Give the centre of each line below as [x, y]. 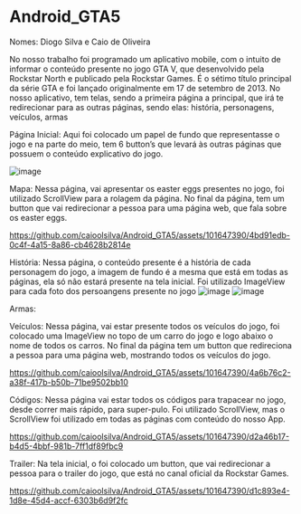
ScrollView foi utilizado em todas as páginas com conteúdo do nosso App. [148, 419]
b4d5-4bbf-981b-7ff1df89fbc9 [66, 446]
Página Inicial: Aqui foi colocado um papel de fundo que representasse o [145, 134]
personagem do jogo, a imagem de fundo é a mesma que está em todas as [149, 271]
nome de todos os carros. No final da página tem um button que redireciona [150, 345]
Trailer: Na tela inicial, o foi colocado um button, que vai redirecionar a [140, 463]
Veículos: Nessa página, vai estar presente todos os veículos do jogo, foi [145, 326]
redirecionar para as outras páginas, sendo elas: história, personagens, [142, 107]
